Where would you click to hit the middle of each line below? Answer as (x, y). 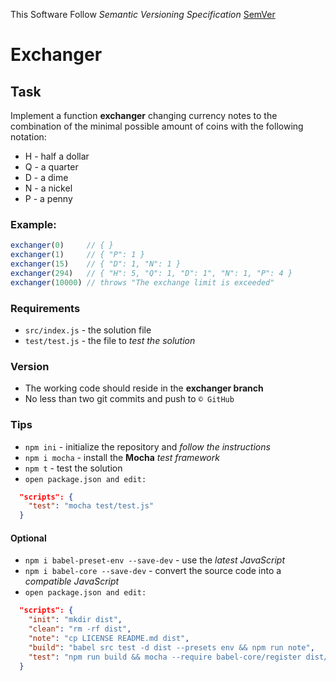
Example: (33, 224)
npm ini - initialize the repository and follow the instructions (147, 446)
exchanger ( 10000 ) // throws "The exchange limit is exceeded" (142, 282)
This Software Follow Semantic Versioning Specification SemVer (143, 14)
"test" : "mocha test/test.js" (91, 506)
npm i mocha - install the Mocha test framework (122, 457)
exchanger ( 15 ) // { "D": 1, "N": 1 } (96, 264)
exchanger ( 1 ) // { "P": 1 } (77, 255)
